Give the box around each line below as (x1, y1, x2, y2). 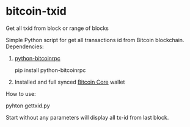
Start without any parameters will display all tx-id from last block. (5, 114, 169, 121)
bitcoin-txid (5, 4, 67, 18)
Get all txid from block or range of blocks (5, 24, 109, 32)
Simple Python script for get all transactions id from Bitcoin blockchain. (5, 36, 185, 43)
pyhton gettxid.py (5, 102, 50, 109)
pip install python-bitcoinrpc (14, 66, 86, 74)
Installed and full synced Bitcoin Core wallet (14, 78, 125, 85)
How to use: (5, 90, 36, 97)
